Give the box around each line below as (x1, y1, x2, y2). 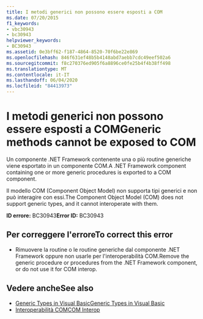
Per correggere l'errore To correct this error (6, 230, 173, 240)
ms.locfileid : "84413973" (6, 83, 72, 89)
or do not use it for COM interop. (15, 265, 98, 272)
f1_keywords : (6, 20, 40, 26)
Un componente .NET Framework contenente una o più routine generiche (6, 156, 191, 163)
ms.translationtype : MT (6, 66, 67, 72)
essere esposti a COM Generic (6, 122, 161, 137)
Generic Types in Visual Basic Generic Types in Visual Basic (15, 299, 165, 307)
